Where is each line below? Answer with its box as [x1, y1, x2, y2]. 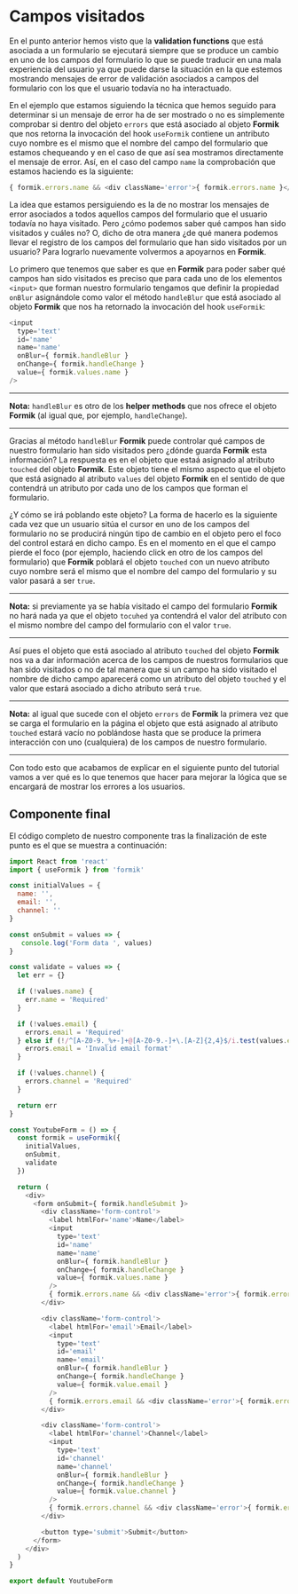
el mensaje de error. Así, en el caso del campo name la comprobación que [9, 156, 277, 167]
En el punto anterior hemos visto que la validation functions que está [9, 36, 263, 46]
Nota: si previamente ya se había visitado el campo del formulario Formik [9, 601, 278, 612]
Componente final [9, 807, 111, 822]
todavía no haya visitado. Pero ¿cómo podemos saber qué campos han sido [9, 217, 286, 228]
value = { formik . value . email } [56, 1380, 169, 1389]
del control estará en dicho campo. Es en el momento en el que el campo [9, 537, 277, 548]
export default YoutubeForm [9, 1577, 114, 1586]
